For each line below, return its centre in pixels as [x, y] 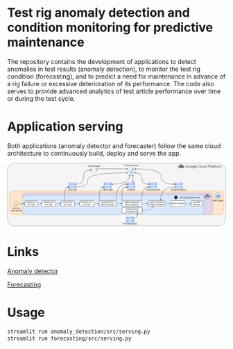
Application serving [65, 127]
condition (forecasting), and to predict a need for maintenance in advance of [116, 76]
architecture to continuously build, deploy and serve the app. [94, 153]
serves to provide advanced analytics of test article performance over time [114, 91]
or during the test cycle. [41, 98]
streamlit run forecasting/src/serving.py [69, 339]
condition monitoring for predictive [110, 27]
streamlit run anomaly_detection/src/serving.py [79, 332]
